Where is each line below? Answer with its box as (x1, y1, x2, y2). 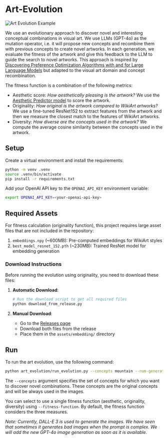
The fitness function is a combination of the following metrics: (5, 82, 133, 88)
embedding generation (12, 248, 60, 254)
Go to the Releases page (19, 320, 71, 326)
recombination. (5, 72, 36, 78)
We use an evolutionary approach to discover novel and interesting (5, 30, 143, 36)
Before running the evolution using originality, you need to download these (5, 272, 159, 278)
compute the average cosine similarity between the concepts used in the (12, 124, 163, 130)
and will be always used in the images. (5, 388, 85, 394)
